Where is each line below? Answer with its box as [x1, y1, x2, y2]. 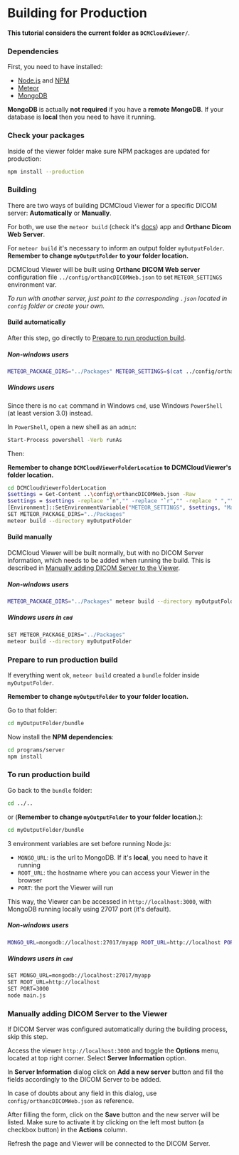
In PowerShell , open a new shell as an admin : [7, 422, 137, 431]
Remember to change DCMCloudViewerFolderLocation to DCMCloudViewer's [7, 463, 232, 471]
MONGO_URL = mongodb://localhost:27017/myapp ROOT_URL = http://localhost [7, 939, 221, 946]
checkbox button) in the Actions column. [7, 1126, 128, 1134]
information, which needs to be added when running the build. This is [7, 557, 211, 565]
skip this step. [7, 1033, 48, 1041]
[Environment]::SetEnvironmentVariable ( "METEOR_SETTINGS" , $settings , [7, 504, 221, 512]
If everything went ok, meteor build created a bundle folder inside [7, 670, 200, 679]
